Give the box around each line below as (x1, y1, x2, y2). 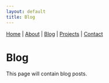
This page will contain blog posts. (6, 70, 87, 77)
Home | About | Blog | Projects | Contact (6, 30, 104, 37)
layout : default (6, 8, 46, 15)
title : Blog (6, 14, 35, 20)
